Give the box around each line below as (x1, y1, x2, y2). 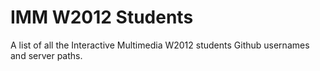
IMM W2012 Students (10, 6, 194, 29)
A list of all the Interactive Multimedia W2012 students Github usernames (10, 39, 310, 51)
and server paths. (10, 49, 83, 61)
